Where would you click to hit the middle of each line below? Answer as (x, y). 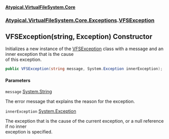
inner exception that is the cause (39, 54)
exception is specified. (29, 132)
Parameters (18, 80)
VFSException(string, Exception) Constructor (79, 36)
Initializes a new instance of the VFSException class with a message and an (84, 49)
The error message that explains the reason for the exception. (70, 101)
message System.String (29, 92)
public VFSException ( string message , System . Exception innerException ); (84, 69)
